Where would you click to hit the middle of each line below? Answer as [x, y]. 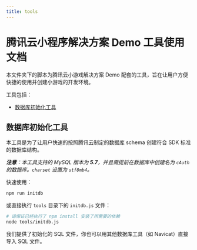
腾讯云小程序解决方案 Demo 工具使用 [95, 42]
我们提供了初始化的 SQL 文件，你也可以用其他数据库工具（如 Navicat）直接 [97, 234]
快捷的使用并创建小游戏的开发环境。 [50, 82]
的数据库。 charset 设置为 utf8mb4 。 [49, 170]
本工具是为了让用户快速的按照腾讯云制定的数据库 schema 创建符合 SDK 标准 [98, 142]
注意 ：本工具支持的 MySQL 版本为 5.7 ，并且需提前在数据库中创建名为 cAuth [98, 162]
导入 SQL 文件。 [26, 241]
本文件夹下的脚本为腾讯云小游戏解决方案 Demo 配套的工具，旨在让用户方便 [97, 75]
